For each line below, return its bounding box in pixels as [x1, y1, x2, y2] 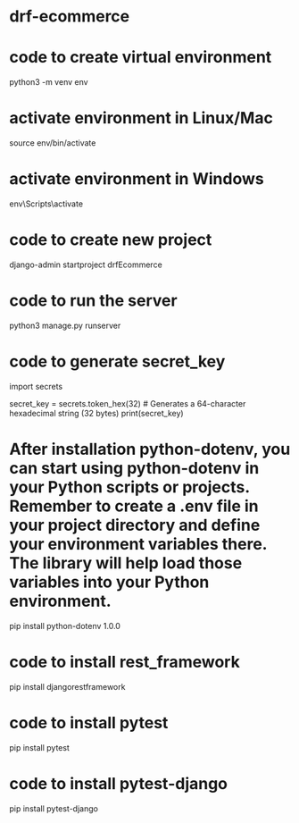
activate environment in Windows [9, 169, 265, 189]
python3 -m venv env [9, 77, 88, 88]
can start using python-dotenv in [9, 458, 260, 478]
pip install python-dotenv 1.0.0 [9, 620, 120, 631]
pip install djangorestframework [9, 681, 126, 692]
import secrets [9, 381, 63, 391]
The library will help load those [9, 553, 243, 573]
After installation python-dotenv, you [9, 440, 291, 459]
